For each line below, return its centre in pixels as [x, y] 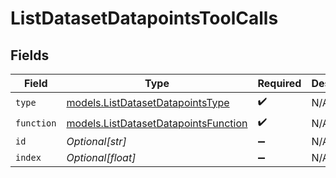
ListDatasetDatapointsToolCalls [144, 18]
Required [279, 83]
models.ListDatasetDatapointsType [148, 102]
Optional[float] [101, 157]
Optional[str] [96, 141]
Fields [30, 55]
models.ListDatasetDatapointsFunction [157, 123]
